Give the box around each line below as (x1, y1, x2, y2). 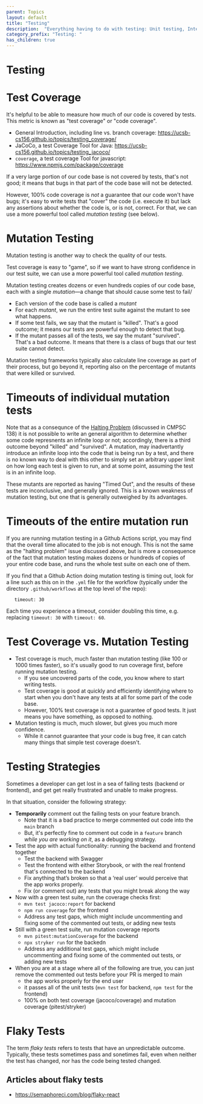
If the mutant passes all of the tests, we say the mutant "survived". (14, 332, 181, 339)
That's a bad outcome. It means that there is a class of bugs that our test (14, 339, 196, 346)
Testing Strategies (6, 760, 101, 774)
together (14, 848, 37, 856)
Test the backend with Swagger (24, 855, 103, 862)
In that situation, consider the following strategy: (6, 798, 127, 805)
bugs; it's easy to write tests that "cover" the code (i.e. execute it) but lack (6, 198, 192, 205)
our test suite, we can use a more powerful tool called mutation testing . (6, 270, 184, 278)
